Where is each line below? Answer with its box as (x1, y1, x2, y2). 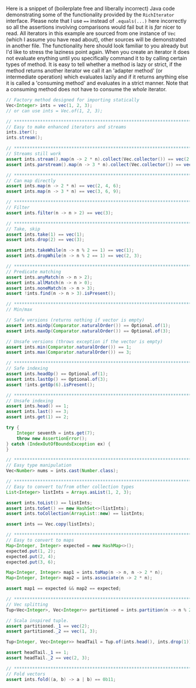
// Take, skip (6, 226, 41, 232)
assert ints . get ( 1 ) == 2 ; (6, 414, 69, 420)
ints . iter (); (6, 129, 38, 135)
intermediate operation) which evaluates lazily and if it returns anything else (6, 73, 188, 80)
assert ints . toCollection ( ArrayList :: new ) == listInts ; (6, 511, 145, 517)
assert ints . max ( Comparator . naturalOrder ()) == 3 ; (6, 349, 132, 356)
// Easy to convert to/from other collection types (6, 484, 134, 490)
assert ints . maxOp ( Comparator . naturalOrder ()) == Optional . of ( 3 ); (6, 328, 171, 334)
